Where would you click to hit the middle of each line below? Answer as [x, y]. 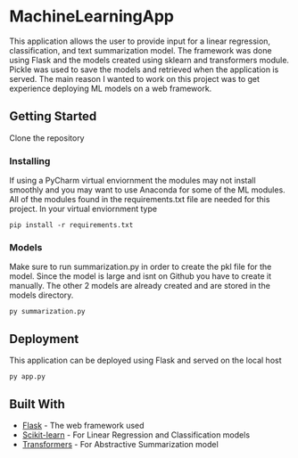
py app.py [28, 377]
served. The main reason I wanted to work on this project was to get [135, 78]
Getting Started [53, 116]
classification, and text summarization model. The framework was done [141, 50]
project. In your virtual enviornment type [83, 209]
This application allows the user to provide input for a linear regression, [140, 41]
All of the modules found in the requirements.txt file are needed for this [140, 200]
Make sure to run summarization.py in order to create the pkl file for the [141, 267]
